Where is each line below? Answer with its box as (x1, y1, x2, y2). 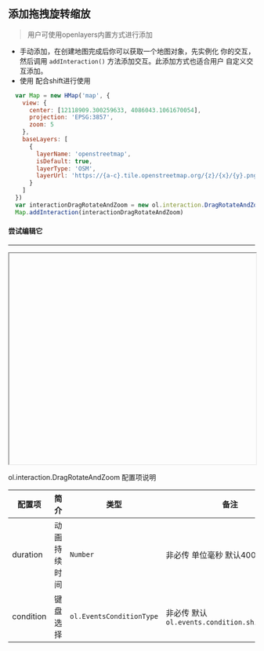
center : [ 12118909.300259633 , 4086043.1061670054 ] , (28, 106, 201, 114)
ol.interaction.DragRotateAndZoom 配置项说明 (8, 472, 157, 481)
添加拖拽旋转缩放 (8, 7, 91, 21)
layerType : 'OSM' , (36, 164, 96, 173)
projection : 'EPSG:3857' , (28, 113, 114, 122)
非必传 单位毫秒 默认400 (165, 549, 256, 560)
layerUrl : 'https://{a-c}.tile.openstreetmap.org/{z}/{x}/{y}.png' (36, 172, 261, 180)
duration (12, 549, 43, 560)
